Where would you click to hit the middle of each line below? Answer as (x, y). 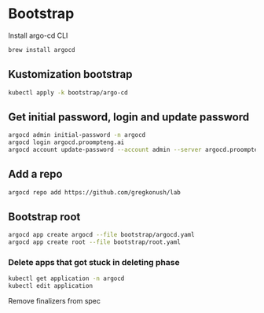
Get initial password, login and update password (129, 117)
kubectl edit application (50, 286)
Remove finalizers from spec (54, 301)
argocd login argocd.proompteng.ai (66, 142)
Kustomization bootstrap (70, 74)
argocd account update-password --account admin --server (105, 150)
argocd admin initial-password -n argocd (77, 135)
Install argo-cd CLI (38, 35)
